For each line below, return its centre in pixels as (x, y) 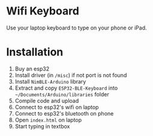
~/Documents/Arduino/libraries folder (62, 94)
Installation (35, 52)
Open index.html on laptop (48, 120)
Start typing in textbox (42, 126)
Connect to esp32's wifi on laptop (57, 107)
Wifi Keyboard (43, 11)
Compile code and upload (47, 100)
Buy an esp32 (32, 69)
